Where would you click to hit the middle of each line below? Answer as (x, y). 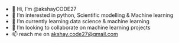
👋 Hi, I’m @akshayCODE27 (44, 9)
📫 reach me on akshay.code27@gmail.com (65, 34)
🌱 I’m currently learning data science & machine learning (80, 21)
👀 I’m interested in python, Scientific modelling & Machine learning (92, 15)
